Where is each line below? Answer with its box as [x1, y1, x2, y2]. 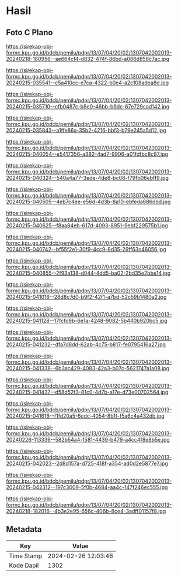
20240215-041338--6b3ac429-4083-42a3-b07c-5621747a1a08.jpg [6, 365, 170, 371]
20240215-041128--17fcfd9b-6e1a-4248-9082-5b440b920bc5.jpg [6, 317, 167, 324]
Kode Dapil [9, 561, 39, 569]
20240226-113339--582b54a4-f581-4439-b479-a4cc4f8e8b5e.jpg [6, 436, 170, 443]
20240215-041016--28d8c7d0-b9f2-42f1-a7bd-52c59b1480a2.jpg [6, 293, 167, 300]
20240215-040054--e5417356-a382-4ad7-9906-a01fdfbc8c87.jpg [6, 151, 168, 158]
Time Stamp [9, 552, 43, 560]
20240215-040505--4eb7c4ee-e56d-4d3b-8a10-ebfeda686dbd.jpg [6, 198, 171, 205]
